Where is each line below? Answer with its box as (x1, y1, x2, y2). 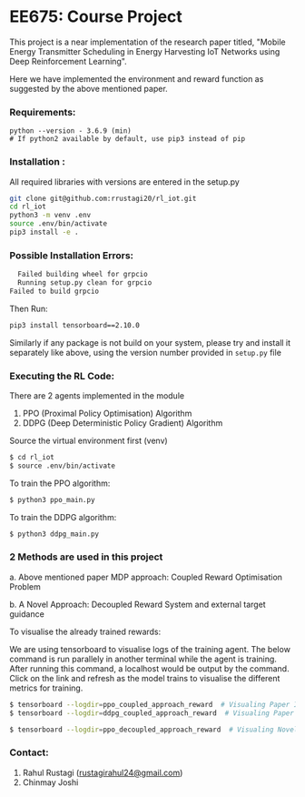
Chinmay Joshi (22, 776, 79, 788)
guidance (9, 608, 45, 620)
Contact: (9, 746, 49, 759)
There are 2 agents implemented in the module (9, 390, 184, 401)
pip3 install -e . (9, 227, 79, 237)
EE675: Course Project (9, 6, 183, 27)
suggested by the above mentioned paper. (9, 83, 168, 94)
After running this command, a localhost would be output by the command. (9, 662, 290, 674)
